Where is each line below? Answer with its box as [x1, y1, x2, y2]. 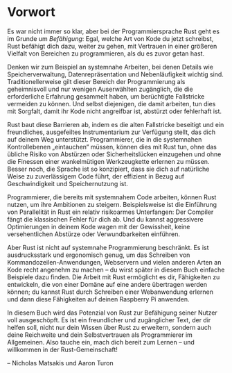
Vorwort [7, 4, 55, 20]
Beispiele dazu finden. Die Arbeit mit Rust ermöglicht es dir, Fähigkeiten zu [7, 272, 220, 281]
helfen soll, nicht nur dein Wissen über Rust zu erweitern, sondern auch [7, 323, 212, 331]
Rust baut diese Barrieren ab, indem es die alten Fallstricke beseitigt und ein [7, 120, 224, 129]
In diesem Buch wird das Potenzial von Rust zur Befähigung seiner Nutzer [7, 308, 218, 317]
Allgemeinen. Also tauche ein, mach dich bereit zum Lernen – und [7, 338, 195, 346]
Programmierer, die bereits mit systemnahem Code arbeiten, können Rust [7, 192, 217, 201]
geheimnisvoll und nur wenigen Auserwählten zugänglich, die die [7, 85, 193, 93]
